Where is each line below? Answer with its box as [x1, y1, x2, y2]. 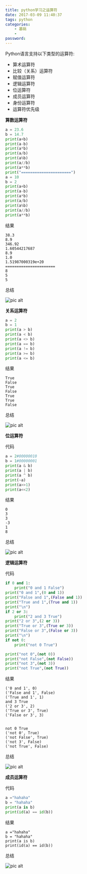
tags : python [5, 17, 33, 22]
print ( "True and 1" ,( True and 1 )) [5, 600, 78, 605]
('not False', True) [5, 735, 49, 740]
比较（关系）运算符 [12, 67, 53, 74]
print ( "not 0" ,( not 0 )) [5, 652, 56, 657]
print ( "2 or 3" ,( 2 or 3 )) [5, 618, 60, 624]
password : [5, 36, 26, 41]
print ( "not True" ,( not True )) [5, 666, 69, 671]
